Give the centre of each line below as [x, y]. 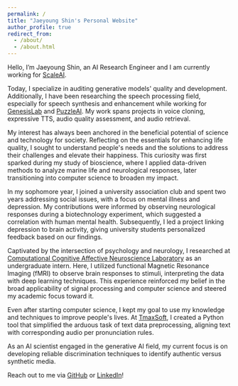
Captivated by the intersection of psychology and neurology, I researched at [119, 251]
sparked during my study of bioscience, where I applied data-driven [107, 163]
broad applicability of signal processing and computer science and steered [117, 288]
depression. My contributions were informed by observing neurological [111, 207]
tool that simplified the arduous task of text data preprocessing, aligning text [119, 325]
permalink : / [27, 14]
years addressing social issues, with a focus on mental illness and [104, 199]
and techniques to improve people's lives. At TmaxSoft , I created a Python [115, 317]
